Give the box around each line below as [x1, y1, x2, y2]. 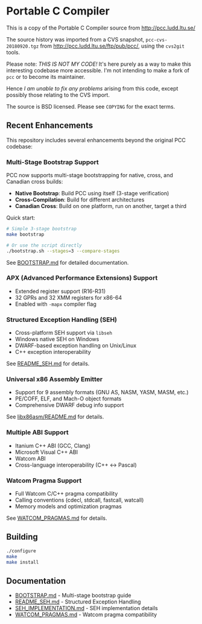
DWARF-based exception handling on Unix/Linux [14, 342, 137, 349]
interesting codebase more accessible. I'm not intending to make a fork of [6, 66, 190, 74]
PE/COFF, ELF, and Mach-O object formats [14, 395, 122, 402]
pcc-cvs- [145, 37, 168, 43]
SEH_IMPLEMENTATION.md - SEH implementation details [14, 605, 159, 612]
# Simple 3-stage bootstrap [6, 226, 77, 232]
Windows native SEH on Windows [14, 336, 99, 343]
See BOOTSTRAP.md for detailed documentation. [6, 259, 129, 266]
